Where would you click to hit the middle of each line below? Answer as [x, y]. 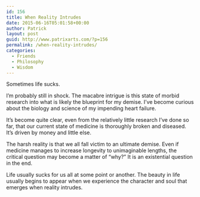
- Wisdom [22, 67]
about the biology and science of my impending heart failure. [81, 109]
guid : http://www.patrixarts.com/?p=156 [57, 39]
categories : [21, 51]
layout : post [22, 34]
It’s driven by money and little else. [49, 133]
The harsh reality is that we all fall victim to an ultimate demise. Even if [93, 144]
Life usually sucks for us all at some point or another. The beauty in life [93, 175]
